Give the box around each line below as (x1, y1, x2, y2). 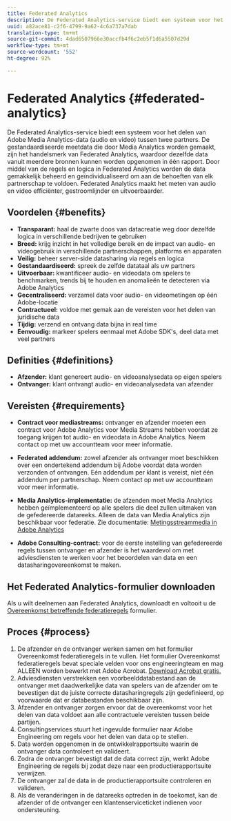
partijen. (17, 718, 41, 726)
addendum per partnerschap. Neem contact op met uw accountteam (17, 476, 214, 484)
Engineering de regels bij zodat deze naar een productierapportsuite (17, 762, 212, 770)
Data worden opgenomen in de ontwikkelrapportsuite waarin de (17, 740, 199, 748)
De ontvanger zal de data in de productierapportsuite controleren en (17, 776, 212, 784)
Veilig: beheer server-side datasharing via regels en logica (17, 254, 185, 262)
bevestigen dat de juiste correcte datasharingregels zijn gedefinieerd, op (17, 688, 224, 696)
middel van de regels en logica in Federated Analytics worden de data (7, 165, 205, 173)
